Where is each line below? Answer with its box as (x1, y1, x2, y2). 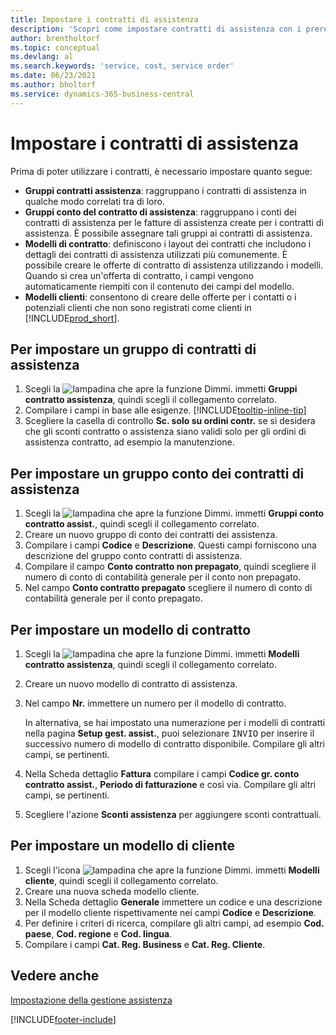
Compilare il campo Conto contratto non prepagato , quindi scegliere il (24, 561, 317, 573)
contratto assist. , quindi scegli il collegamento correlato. (24, 518, 260, 530)
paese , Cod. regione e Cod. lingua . (24, 927, 173, 940)
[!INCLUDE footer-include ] (10, 1013, 117, 1025)
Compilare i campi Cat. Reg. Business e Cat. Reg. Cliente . (24, 938, 266, 950)
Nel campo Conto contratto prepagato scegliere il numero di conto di (24, 582, 313, 594)
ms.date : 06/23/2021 (10, 71, 97, 81)
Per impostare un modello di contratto (10, 621, 252, 638)
